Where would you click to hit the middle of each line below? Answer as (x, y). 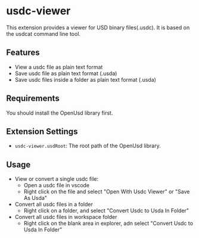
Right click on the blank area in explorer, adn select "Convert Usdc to (108, 223)
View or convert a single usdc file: (57, 179)
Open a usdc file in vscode (57, 186)
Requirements (33, 99)
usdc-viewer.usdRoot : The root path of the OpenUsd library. (88, 146)
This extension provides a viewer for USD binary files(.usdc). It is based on (98, 27)
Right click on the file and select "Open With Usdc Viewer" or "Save (107, 191)
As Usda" (35, 198)
